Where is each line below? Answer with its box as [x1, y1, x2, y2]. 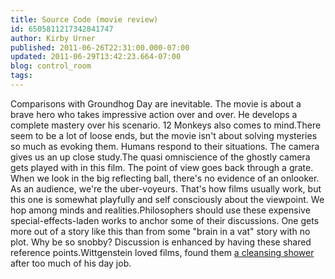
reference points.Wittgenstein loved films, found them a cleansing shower [10, 246, 315, 258]
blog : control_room [10, 61, 92, 71]
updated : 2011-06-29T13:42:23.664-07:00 [10, 52, 182, 62]
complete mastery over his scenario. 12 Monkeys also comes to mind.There [10, 119, 322, 131]
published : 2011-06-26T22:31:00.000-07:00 [10, 42, 190, 53]
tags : [10, 71, 33, 81]
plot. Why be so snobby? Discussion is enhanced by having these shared [10, 236, 312, 248]
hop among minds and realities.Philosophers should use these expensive [10, 204, 311, 216]
